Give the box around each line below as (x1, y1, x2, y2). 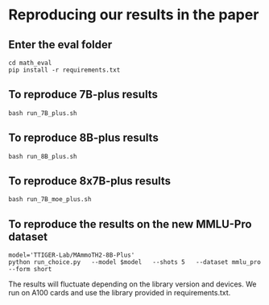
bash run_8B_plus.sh (8, 152, 78, 160)
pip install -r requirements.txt (8, 66, 121, 74)
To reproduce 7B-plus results (8, 88, 159, 101)
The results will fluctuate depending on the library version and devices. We (8, 279, 257, 289)
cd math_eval (8, 59, 52, 67)
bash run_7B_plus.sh (8, 109, 78, 117)
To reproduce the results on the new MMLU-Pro (8, 217, 252, 231)
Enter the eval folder (8, 38, 113, 52)
